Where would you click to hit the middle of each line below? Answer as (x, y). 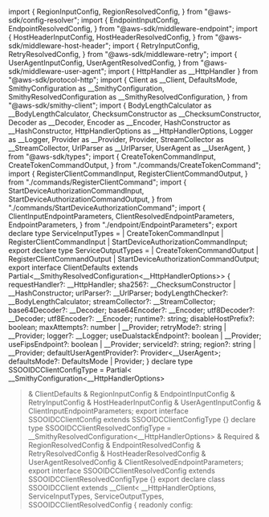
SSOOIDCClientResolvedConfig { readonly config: (110, 505)
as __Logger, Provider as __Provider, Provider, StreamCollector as (116, 139)
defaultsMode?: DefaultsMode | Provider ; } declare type (101, 361)
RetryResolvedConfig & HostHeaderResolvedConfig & (117, 454)
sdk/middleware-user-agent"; (57, 71)
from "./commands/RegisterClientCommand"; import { (98, 182)
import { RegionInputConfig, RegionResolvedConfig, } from (106, 12)
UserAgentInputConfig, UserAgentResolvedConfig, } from (104, 63)
